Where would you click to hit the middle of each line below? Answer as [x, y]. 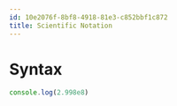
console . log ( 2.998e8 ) [49, 93]
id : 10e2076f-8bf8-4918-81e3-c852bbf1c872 [88, 17]
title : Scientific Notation [61, 26]
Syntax [36, 69]
